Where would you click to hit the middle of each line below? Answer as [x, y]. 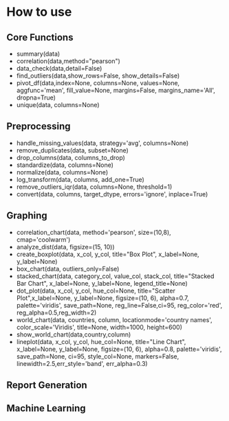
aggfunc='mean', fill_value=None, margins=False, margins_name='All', [116, 90]
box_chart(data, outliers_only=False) [68, 269]
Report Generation [47, 385]
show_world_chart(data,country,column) [74, 334]
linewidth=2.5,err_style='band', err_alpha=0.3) [82, 363]
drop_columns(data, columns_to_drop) [70, 157]
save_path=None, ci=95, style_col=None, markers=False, [98, 356]
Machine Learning [46, 408]
